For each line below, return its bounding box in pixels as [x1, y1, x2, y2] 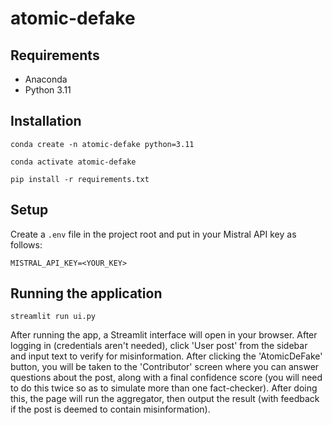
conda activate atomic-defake [10, 157, 137, 167]
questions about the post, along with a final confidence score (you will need [10, 372, 323, 384]
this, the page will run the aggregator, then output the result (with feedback [10, 393, 320, 405]
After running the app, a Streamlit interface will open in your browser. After [10, 329, 318, 341]
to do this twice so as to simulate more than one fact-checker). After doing [10, 382, 318, 394]
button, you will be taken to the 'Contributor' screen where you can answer [10, 361, 320, 373]
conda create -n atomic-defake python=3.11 [10, 139, 195, 149]
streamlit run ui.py [10, 312, 97, 322]
